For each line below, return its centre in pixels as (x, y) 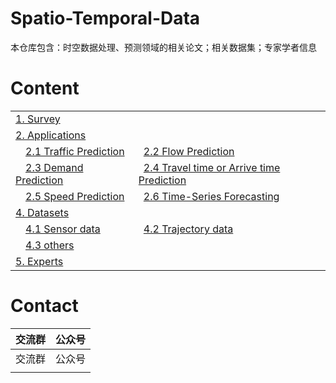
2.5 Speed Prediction (75, 196)
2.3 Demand (54, 167)
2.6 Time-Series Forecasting (211, 196)
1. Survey (38, 119)
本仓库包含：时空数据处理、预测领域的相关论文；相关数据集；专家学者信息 (163, 47)
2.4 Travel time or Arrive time (212, 167)
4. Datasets (42, 212)
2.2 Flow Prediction (189, 151)
